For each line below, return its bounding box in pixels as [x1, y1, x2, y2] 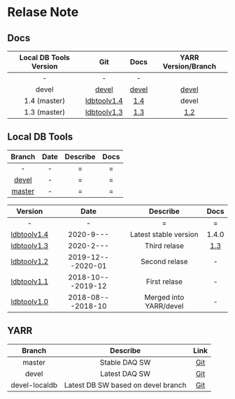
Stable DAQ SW [99, 357, 151, 367]
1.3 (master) [24, 108, 66, 117]
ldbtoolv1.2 [10, 256, 49, 266]
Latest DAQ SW [100, 368, 151, 378]
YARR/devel [145, 301, 184, 311]
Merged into [144, 292, 185, 302]
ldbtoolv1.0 [10, 296, 49, 306]
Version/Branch [162, 61, 217, 71]
